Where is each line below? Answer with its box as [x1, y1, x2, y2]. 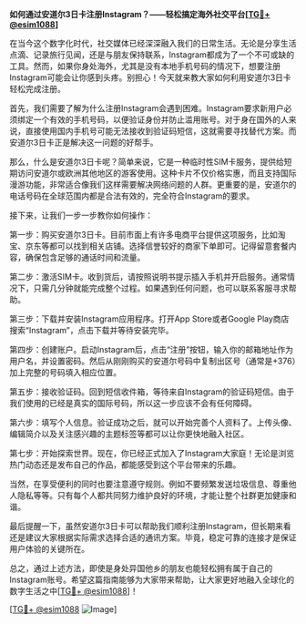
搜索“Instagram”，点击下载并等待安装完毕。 [9, 325, 174, 335]
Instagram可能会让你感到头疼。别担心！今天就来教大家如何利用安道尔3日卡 [9, 72, 291, 83]
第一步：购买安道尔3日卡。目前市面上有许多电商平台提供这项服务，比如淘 [9, 230, 286, 240]
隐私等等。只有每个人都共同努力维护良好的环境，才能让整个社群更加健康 [16, 490, 289, 500]
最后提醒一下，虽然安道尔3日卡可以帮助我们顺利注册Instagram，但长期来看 [9, 521, 291, 531]
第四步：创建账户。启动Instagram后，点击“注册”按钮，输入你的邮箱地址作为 [9, 344, 294, 354]
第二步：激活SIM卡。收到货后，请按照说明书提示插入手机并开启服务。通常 [9, 271, 288, 281]
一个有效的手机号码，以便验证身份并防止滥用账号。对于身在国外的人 [33, 114, 289, 125]
